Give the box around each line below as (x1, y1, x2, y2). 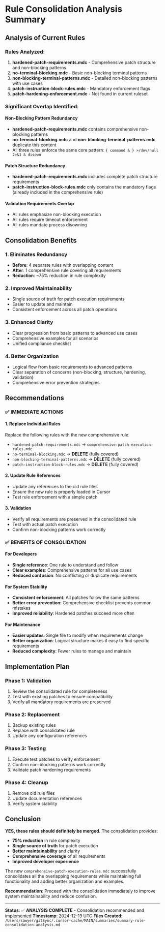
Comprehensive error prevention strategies (12, 379, 100, 385)
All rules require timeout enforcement (12, 217, 88, 222)
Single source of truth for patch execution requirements (12, 296, 125, 302)
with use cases (12, 80, 43, 86)
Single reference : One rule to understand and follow (12, 562, 119, 568)
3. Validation (5, 505, 31, 511)
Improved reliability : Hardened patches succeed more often (12, 610, 135, 616)
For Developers (5, 551, 37, 557)
